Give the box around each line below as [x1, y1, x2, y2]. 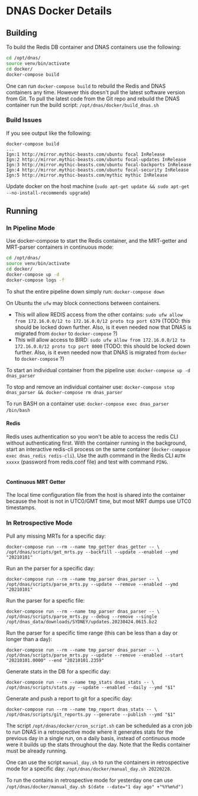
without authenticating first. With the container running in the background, [6, 439, 187, 446]
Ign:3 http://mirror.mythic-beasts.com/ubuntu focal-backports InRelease [6, 161, 192, 167]
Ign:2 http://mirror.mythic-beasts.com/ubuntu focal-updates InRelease [6, 156, 186, 163]
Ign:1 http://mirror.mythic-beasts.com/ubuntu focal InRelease [6, 151, 165, 157]
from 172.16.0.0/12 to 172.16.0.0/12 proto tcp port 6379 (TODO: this [14, 317, 191, 324]
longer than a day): [6, 635, 52, 642]
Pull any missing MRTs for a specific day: [6, 532, 106, 540]
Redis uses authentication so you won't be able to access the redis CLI [6, 433, 178, 440]
